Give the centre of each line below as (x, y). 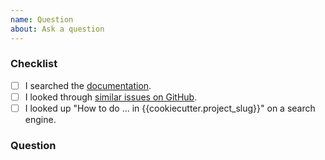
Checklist (34, 64)
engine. (40, 119)
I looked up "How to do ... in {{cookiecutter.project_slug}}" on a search (170, 108)
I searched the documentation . (88, 85)
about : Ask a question (57, 29)
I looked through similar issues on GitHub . (111, 97)
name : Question (42, 19)
